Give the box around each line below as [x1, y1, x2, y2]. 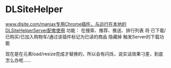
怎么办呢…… [5, 57, 32, 63]
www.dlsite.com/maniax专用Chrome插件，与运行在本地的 [5, 21, 127, 27]
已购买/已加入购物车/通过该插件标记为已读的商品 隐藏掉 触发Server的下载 [5, 33, 160, 40]
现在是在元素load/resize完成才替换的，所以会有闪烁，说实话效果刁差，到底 [5, 51, 164, 57]
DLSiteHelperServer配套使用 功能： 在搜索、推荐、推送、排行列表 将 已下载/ [5, 27, 166, 33]
